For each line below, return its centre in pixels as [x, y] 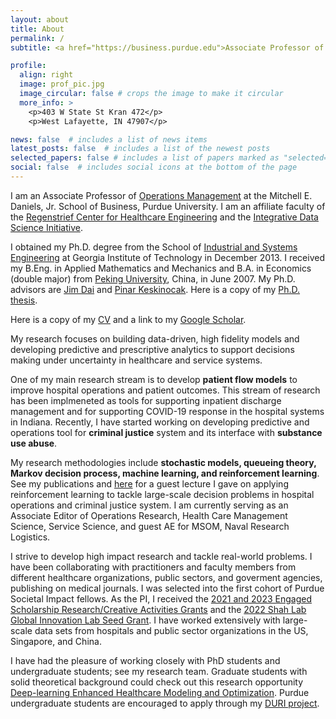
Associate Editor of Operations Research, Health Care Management [149, 515]
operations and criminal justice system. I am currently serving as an [149, 505]
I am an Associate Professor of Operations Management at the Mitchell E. [161, 195]
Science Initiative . [46, 227]
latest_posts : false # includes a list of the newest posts [140, 149]
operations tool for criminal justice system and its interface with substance [166, 432]
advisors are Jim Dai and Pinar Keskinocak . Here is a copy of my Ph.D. [155, 289]
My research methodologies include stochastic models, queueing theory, [163, 462]
